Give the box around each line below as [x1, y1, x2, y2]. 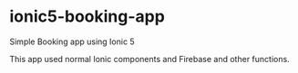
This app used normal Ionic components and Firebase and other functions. [9, 53, 290, 64]
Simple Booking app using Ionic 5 [9, 36, 135, 47]
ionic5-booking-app [9, 6, 166, 27]
